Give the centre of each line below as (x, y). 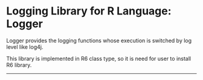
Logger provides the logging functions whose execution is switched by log (99, 40)
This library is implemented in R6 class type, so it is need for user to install (99, 58)
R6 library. (19, 65)
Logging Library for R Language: (89, 11)
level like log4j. (25, 47)
